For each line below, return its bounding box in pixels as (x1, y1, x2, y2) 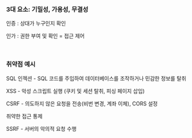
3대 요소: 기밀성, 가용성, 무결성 (6, 5, 89, 13)
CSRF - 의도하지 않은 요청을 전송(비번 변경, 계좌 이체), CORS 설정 (6, 100, 158, 107)
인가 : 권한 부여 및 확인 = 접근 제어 (6, 33, 85, 40)
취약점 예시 (6, 60, 36, 69)
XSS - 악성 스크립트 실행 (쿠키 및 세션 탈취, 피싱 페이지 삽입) (6, 87, 145, 94)
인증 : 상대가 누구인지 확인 (6, 20, 66, 27)
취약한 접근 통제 (6, 113, 43, 120)
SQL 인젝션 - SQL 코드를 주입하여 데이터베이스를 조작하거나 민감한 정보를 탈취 (6, 75, 187, 82)
